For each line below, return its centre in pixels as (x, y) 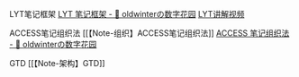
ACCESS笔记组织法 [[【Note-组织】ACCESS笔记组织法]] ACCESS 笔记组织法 (149, 33)
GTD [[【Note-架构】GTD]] (57, 63)
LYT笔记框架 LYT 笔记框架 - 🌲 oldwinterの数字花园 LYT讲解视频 (127, 14)
